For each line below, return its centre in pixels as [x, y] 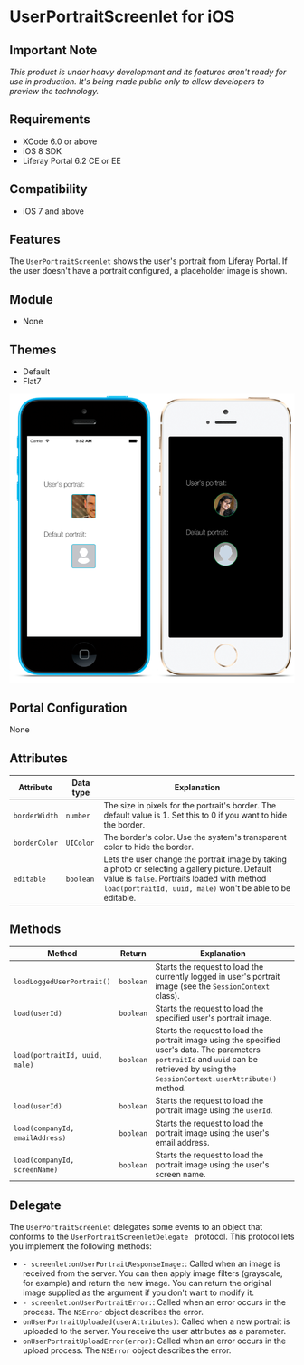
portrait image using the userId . [214, 1110]
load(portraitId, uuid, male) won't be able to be [197, 888]
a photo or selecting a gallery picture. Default [187, 869]
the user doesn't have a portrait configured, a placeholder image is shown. [148, 271]
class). [168, 995]
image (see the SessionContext [212, 986]
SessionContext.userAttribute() [216, 1079]
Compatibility [48, 189]
